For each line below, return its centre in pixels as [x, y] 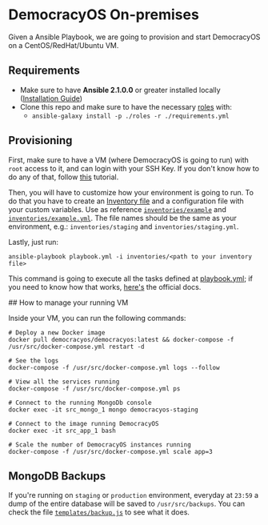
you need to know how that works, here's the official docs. [105, 287]
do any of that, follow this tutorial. [64, 177]
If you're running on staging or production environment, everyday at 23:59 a [133, 495]
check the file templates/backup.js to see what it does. [99, 512]
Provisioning [40, 140]
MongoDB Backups [57, 476]
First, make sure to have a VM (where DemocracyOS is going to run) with [129, 160]
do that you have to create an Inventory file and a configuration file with [126, 201]
